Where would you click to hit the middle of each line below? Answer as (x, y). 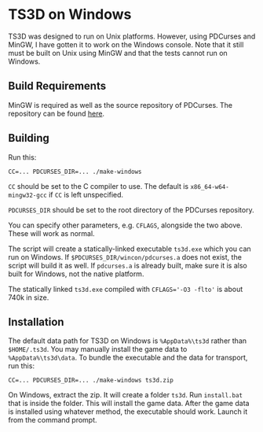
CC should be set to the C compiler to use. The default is (99, 186)
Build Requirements (57, 86)
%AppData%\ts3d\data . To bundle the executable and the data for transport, (128, 358)
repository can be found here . (56, 113)
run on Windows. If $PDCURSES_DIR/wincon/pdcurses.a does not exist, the (125, 257)
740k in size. (29, 297)
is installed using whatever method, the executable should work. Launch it (128, 412)
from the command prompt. (53, 420)
